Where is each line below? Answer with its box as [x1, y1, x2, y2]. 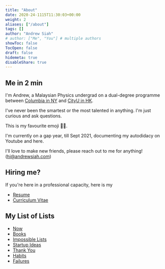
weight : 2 [5, 17, 26, 22]
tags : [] [5, 27, 24, 32]
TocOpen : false [5, 45, 38, 51]
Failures [12, 258, 30, 264]
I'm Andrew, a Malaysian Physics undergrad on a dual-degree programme [5, 92, 160, 99]
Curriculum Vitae [12, 197, 48, 203]
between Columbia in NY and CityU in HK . [5, 97, 93, 104]
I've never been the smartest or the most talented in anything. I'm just [5, 108, 151, 114]
